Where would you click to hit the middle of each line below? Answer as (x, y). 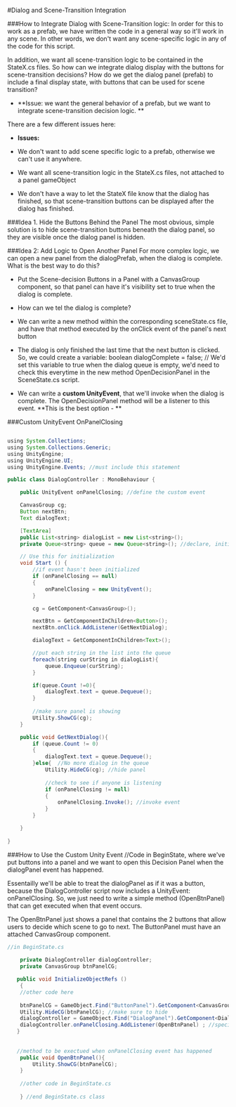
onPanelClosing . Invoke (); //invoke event (119, 803)
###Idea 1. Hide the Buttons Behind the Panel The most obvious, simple (111, 222)
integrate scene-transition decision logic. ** (81, 111)
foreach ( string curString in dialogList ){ (96, 660)
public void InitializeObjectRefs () (72, 979)
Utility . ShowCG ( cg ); (63, 718)
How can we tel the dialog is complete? (74, 308)
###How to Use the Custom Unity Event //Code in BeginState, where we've (116, 854)
